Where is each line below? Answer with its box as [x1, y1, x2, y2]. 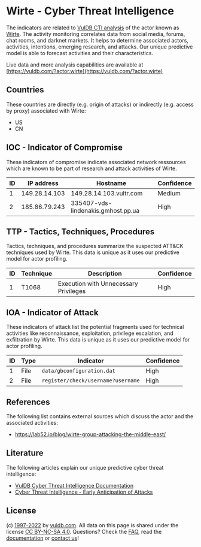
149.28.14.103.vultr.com [71, 189, 143, 197]
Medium [157, 189, 181, 197]
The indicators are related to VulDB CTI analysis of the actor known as [6, 24, 179, 31]
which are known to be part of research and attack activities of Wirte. [6, 165, 178, 172]
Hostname [96, 179, 127, 187]
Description [87, 270, 122, 278]
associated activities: [6, 419, 59, 426]
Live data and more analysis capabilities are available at [6, 61, 144, 68]
